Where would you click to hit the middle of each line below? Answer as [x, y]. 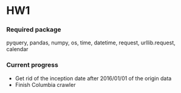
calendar [17, 49]
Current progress [32, 65]
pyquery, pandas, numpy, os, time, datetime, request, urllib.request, [91, 43]
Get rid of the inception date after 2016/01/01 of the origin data [93, 78]
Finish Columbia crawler [45, 84]
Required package [34, 30]
